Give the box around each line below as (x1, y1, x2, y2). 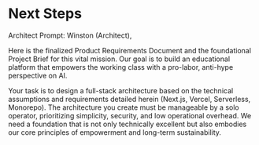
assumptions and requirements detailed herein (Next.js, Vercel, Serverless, (8, 94, 251, 103)
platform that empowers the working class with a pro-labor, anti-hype (8, 62, 234, 71)
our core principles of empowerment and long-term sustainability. (8, 127, 222, 137)
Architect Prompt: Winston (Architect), (8, 31, 132, 40)
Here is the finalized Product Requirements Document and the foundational (8, 45, 252, 55)
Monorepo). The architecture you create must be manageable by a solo (8, 103, 239, 112)
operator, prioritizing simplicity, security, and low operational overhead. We (8, 111, 252, 120)
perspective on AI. (8, 71, 68, 80)
